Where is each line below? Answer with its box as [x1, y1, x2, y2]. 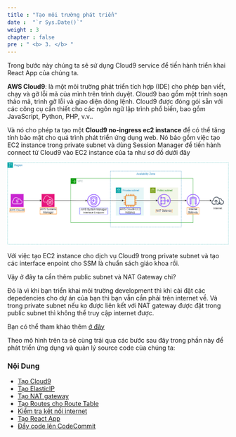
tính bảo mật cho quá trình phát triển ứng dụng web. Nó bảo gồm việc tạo [7, 134, 221, 142]
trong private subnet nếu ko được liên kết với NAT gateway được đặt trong [7, 301, 221, 310]
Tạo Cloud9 [17, 376, 51, 385]
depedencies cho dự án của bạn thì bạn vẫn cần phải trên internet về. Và [7, 293, 218, 302]
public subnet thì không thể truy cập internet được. [7, 308, 155, 317]
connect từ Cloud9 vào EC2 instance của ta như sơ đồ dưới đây [7, 148, 191, 157]
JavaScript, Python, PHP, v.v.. [7, 113, 93, 121]
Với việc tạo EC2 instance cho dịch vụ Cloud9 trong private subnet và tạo [7, 251, 220, 260]
